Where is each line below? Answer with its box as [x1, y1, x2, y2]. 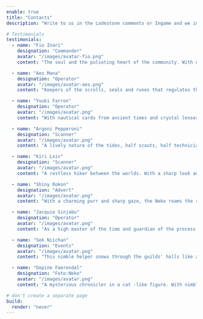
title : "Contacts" [6, 15, 53, 21]
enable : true [6, 8, 39, 15]
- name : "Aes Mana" [11, 70, 61, 76]
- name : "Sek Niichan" [11, 237, 69, 243]
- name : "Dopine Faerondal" [11, 265, 83, 271]
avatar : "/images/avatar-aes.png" [17, 81, 104, 88]
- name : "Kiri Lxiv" [11, 154, 63, 160]
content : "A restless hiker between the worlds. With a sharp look [17, 170, 190, 176]
